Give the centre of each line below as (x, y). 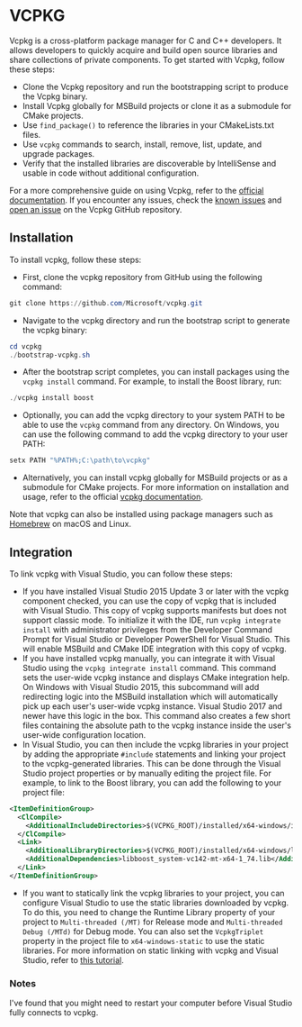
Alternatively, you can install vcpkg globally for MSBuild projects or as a (155, 477)
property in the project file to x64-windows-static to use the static (143, 941)
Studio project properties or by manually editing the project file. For (147, 773)
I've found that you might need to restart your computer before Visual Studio (151, 1003)
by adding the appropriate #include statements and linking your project (154, 754)
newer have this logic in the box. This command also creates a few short (156, 715)
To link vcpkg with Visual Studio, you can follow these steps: (121, 574)
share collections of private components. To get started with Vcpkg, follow (147, 59)
